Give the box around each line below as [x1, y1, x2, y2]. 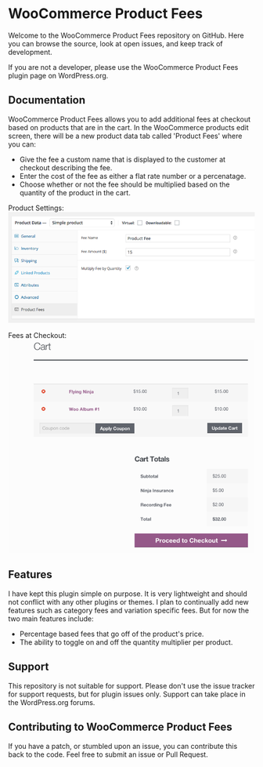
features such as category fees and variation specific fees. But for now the [8, 605, 249, 615]
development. [8, 47, 52, 56]
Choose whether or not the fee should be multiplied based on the [19, 180, 230, 189]
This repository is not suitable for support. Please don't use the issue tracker [8, 681, 255, 690]
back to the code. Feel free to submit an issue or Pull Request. [8, 750, 209, 759]
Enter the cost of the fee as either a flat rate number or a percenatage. [19, 171, 247, 180]
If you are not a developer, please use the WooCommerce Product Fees [8, 62, 239, 71]
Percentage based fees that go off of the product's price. [19, 629, 204, 638]
